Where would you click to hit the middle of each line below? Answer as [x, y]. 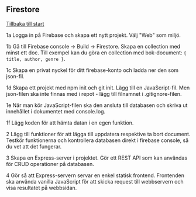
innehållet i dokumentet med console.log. [56, 111]
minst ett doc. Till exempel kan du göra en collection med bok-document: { [96, 53]
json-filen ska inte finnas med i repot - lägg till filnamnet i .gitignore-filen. [94, 94]
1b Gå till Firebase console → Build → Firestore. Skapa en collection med [93, 46]
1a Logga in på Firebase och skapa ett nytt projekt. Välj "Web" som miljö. [94, 35]
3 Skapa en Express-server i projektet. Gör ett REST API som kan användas [97, 158]
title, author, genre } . [36, 58]
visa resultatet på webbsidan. [42, 188]
